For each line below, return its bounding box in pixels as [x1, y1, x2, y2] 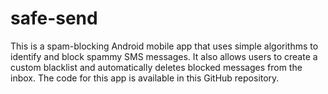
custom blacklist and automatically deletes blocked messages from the [10, 61, 303, 73]
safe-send [10, 7, 98, 30]
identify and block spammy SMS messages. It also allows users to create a [10, 50, 318, 62]
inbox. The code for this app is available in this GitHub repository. [10, 72, 280, 84]
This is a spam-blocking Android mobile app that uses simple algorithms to [10, 40, 319, 52]
